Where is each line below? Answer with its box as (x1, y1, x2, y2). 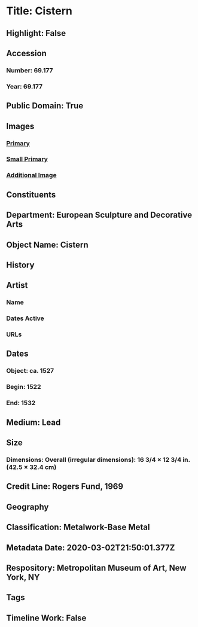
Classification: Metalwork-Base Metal (6, 522, 150, 532)
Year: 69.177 (6, 82, 43, 90)
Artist (6, 280, 28, 291)
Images (6, 121, 35, 131)
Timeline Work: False (6, 613, 87, 623)
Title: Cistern (6, 4, 73, 18)
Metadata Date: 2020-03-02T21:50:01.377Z (6, 543, 175, 553)
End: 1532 (6, 399, 36, 407)
